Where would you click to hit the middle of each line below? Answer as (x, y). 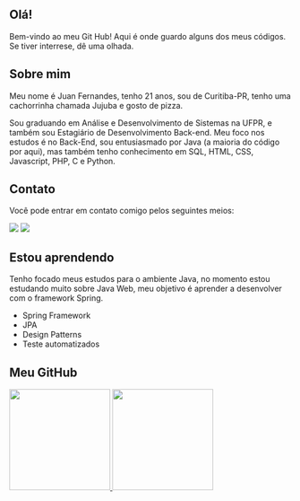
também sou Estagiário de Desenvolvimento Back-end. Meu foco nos (137, 132)
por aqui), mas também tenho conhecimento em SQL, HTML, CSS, (132, 151)
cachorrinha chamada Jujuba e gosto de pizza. (96, 105)
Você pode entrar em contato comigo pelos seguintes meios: (122, 211)
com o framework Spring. (56, 298)
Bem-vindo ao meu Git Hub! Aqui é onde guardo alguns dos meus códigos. (148, 36)
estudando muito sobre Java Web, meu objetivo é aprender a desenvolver (146, 289)
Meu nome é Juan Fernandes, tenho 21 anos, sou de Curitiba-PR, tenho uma (150, 96)
